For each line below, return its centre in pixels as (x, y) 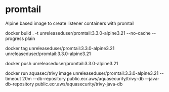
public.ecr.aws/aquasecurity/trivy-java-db (79, 84)
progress (15, 38)
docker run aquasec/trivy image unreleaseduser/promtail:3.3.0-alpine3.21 (82, 73)
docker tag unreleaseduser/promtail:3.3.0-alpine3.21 (60, 48)
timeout (13, 78)
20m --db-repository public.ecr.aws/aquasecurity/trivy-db (83, 78)
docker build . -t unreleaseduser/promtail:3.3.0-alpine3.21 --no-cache (78, 33)
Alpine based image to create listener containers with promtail (70, 23)
